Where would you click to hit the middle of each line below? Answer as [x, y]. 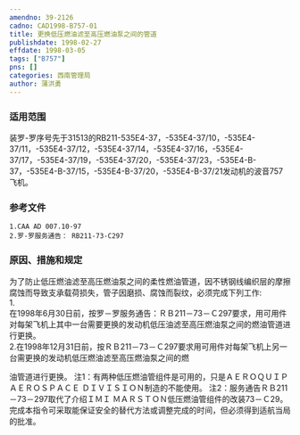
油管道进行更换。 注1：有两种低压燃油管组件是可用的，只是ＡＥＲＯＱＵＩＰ [149, 376]
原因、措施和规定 [46, 260]
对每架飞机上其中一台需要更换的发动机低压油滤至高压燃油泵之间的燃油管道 [146, 324]
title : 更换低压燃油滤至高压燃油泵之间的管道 [83, 34]
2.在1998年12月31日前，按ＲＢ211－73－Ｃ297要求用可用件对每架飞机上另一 [148, 346]
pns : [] [24, 68]
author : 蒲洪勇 [35, 84]
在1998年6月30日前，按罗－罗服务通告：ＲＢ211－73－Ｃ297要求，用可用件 [148, 313]
